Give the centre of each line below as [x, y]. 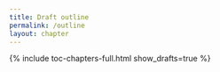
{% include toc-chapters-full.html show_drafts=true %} [110, 59]
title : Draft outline [49, 17]
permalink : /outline [47, 25]
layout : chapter [39, 33]
